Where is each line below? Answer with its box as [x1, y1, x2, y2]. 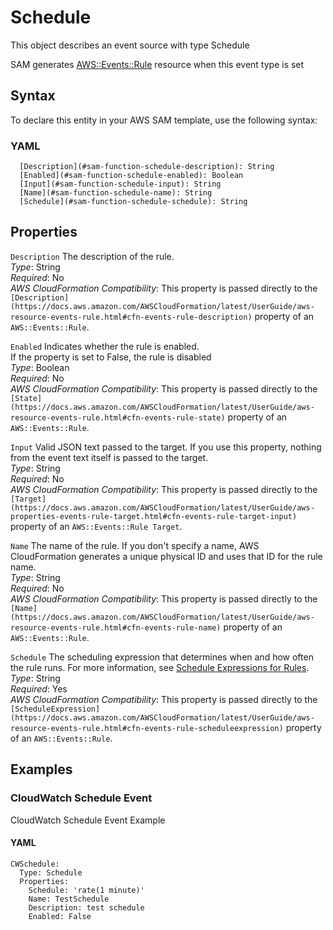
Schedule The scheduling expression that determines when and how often [10, 651, 314, 663]
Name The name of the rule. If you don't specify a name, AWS [10, 539, 260, 551]
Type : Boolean [10, 361, 70, 373]
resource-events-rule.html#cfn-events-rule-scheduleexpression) [10, 723, 284, 733]
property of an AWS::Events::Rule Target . [10, 520, 183, 532]
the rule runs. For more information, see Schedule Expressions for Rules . [10, 661, 310, 673]
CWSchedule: [10, 859, 60, 869]
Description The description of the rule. [10, 250, 175, 262]
